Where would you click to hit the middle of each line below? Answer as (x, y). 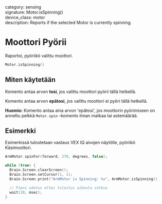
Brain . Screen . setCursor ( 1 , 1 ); (41, 175)
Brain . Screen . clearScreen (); (39, 170)
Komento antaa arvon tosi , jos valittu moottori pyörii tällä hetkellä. (71, 92)
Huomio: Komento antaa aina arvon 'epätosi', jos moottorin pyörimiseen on (80, 110)
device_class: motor (25, 17)
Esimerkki (20, 131)
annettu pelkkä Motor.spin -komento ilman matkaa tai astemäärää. (72, 115)
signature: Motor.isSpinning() (34, 12)
